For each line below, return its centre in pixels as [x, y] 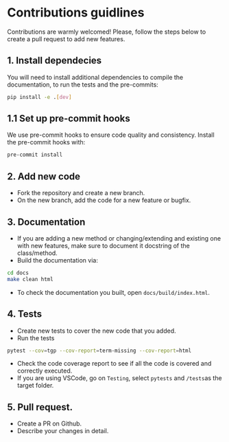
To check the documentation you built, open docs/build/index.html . [113, 292]
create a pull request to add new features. [66, 38]
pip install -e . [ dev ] [39, 97]
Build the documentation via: [57, 260]
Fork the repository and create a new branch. [81, 193]
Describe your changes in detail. [63, 431]
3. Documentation [46, 222]
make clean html [30, 279]
